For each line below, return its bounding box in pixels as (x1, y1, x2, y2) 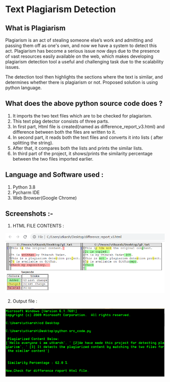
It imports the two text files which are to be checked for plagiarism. (12, 112, 153, 119)
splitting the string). (12, 139, 54, 145)
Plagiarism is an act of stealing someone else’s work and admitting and (5, 37, 153, 43)
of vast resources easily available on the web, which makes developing (5, 53, 153, 59)
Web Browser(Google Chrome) (12, 195, 77, 201)
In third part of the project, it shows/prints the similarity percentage (12, 150, 153, 157)
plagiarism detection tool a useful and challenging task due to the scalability (5, 59, 164, 64)
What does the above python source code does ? (5, 99, 163, 108)
